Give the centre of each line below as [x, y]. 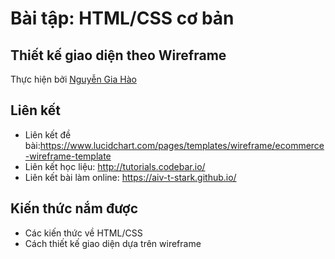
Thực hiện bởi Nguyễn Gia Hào [73, 79]
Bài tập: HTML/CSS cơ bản [122, 18]
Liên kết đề [48, 134]
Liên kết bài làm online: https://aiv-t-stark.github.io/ [130, 177]
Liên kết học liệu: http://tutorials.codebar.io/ [115, 166]
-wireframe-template [68, 156]
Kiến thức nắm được [74, 208]
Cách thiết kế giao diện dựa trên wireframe [113, 243]
